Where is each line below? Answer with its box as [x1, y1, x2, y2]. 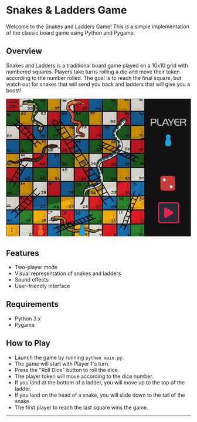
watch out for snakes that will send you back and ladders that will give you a [6, 81, 191, 88]
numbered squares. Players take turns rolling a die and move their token [6, 68, 180, 75]
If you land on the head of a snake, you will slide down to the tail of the [14, 391, 186, 398]
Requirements [6, 299, 59, 309]
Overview [6, 46, 43, 56]
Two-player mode [14, 264, 57, 271]
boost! [6, 86, 22, 94]
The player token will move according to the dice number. [14, 373, 154, 380]
